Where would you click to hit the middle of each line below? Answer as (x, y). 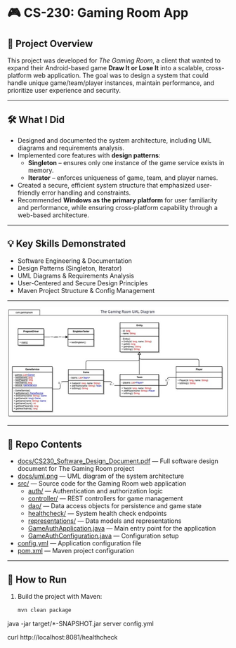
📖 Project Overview (50, 43)
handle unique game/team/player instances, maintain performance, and (111, 83)
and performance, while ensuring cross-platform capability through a (117, 207)
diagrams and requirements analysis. (71, 148)
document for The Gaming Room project (76, 469)
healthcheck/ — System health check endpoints (97, 514)
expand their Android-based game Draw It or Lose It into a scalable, (106, 68)
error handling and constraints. (86, 193)
